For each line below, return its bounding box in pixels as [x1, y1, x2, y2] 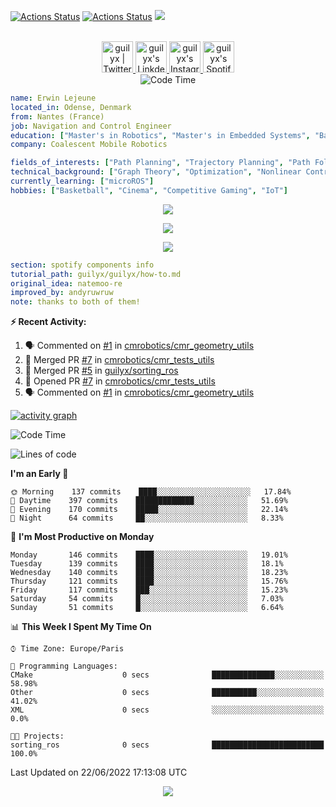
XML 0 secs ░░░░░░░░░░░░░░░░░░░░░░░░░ [10, 705, 325, 715]
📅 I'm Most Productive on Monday [10, 531, 155, 543]
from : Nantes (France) [10, 111, 105, 122]
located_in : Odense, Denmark [10, 102, 132, 112]
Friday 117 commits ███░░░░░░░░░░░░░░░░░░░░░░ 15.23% [10, 585, 288, 595]
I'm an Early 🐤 [10, 468, 69, 480]
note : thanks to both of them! [10, 297, 141, 307]
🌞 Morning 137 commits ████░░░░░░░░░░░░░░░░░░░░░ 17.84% [10, 487, 292, 497]
